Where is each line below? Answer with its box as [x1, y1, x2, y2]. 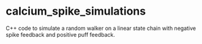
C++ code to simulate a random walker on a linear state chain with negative [6, 24, 196, 32]
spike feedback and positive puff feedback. [6, 31, 116, 38]
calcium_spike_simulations [6, 4, 146, 18]
